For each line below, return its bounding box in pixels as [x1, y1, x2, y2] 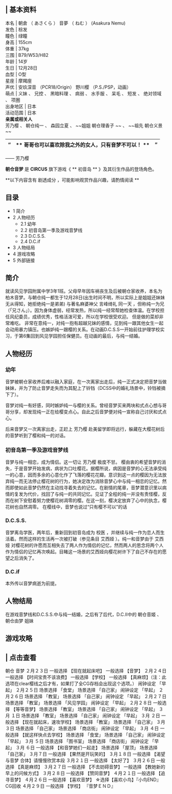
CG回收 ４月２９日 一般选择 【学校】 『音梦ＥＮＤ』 [5, 783, 116, 789]
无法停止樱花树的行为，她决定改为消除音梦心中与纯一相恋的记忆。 [23, 478, 162, 485]
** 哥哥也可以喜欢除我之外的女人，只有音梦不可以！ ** [15, 141, 150, 148]
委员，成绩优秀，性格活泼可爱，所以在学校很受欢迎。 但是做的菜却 [18, 314, 159, 320]
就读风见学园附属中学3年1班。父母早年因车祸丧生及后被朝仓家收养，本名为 [5, 288, 163, 294]
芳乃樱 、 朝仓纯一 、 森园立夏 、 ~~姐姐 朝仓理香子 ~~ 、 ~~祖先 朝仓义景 [5, 122, 163, 129]
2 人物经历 [12, 214, 35, 220]
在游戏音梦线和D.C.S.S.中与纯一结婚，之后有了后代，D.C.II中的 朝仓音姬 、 [5, 611, 162, 617]
